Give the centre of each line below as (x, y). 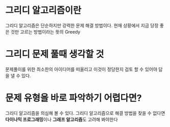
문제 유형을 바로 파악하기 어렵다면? (74, 98)
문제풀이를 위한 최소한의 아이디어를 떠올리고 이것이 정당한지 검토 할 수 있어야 (81, 69)
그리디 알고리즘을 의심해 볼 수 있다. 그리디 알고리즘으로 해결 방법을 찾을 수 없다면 (85, 113)
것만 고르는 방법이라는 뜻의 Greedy (45, 31)
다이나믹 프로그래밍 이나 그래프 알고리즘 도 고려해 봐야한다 (62, 119)
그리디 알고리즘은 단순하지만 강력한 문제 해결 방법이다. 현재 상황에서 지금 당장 (82, 25)
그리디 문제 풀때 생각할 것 (55, 54)
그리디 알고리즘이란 (43, 10)
